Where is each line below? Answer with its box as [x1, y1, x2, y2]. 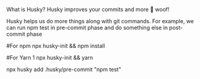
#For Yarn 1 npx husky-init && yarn [6, 54, 94, 61]
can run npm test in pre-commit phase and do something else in [6, 24, 168, 31]
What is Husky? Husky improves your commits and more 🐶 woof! [6, 6, 170, 13]
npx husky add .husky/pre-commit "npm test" [6, 66, 121, 73]
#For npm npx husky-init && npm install [6, 43, 105, 49]
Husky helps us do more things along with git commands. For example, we [6, 18, 194, 24]
